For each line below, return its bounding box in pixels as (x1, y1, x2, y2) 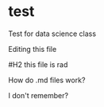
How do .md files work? (8, 75, 86, 85)
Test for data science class (8, 29, 97, 38)
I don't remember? (8, 90, 69, 100)
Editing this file (8, 44, 57, 53)
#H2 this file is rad (8, 59, 68, 69)
